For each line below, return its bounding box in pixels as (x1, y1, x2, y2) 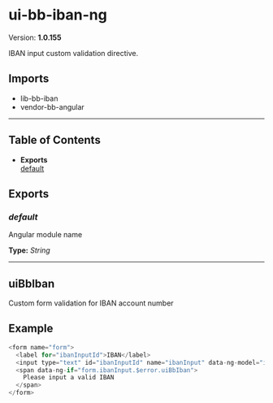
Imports (8, 71, 50, 86)
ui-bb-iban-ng (8, 6, 107, 24)
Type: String (8, 245, 50, 255)
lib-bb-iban (19, 93, 58, 103)
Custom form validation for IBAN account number (8, 298, 174, 308)
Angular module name (8, 230, 83, 240)
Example (8, 322, 54, 336)
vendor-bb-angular (19, 102, 85, 111)
